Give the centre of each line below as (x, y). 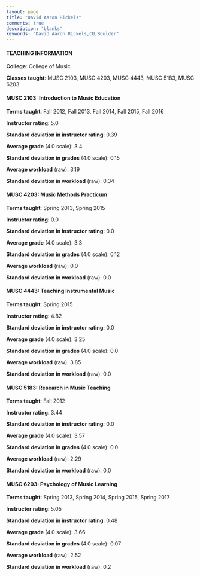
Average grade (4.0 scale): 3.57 (46, 436)
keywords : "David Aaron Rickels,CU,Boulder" (63, 34)
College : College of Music (38, 66)
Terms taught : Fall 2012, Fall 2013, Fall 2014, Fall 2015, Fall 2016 (85, 111)
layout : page (22, 12)
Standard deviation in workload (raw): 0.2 (59, 567)
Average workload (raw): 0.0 (42, 266)
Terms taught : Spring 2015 (40, 304)
